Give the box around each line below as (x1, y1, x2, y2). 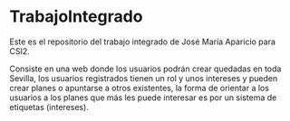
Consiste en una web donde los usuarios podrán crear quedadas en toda (9, 63, 282, 74)
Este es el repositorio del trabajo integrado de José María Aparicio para (9, 36, 276, 47)
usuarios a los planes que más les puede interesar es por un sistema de (9, 92, 277, 103)
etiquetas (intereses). (9, 101, 89, 112)
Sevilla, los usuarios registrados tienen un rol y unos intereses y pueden (9, 72, 278, 83)
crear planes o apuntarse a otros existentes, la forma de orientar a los (9, 82, 270, 93)
